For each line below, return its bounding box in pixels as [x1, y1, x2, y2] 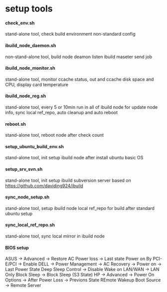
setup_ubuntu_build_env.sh [5, 143, 64, 149]
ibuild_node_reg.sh [5, 93, 46, 99]
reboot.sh [5, 121, 26, 127]
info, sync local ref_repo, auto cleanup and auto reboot [5, 110, 118, 115]
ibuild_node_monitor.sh [5, 65, 56, 71]
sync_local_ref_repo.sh [5, 222, 55, 228]
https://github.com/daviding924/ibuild [5, 182, 83, 188]
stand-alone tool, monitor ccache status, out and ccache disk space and [5, 76, 154, 82]
